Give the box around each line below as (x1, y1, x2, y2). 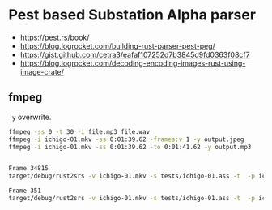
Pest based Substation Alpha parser (8, 6, 257, 24)
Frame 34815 (8, 165, 49, 173)
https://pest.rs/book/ (19, 32, 90, 42)
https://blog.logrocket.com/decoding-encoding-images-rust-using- (19, 58, 246, 68)
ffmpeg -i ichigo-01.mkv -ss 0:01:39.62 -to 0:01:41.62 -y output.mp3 (8, 143, 252, 151)
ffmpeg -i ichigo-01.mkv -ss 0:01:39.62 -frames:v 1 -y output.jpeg (8, 135, 244, 144)
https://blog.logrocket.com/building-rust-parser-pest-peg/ (19, 41, 216, 50)
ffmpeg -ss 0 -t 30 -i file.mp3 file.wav (8, 127, 151, 135)
